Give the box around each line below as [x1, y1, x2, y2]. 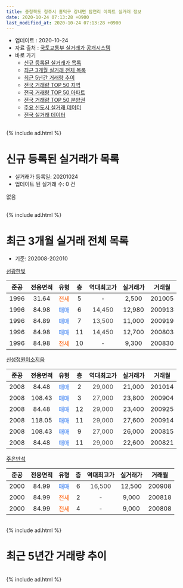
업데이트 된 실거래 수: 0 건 [14, 181, 76, 188]
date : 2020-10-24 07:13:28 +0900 [6, 14, 89, 20]
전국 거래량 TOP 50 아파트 [23, 89, 85, 96]
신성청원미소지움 [6, 356, 45, 363]
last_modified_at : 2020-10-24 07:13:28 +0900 [6, 20, 121, 26]
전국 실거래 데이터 [23, 111, 66, 119]
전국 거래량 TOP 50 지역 [23, 82, 80, 89]
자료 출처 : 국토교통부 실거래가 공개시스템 [14, 44, 111, 51]
